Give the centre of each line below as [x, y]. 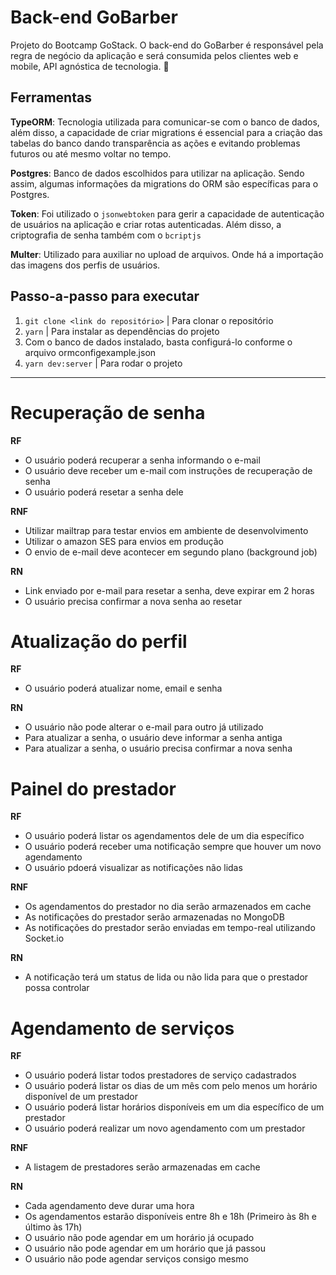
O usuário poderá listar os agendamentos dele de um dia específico [164, 836]
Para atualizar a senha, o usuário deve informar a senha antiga [153, 738]
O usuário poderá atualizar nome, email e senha [123, 688]
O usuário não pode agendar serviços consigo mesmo [136, 1259]
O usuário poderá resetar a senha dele [104, 492]
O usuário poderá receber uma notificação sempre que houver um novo [173, 847]
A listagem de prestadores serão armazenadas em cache [142, 1167]
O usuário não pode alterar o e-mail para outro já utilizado [144, 727]
